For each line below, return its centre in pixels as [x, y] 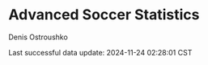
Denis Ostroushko [38, 37]
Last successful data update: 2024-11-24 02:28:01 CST [100, 52]
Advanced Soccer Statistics [104, 15]
